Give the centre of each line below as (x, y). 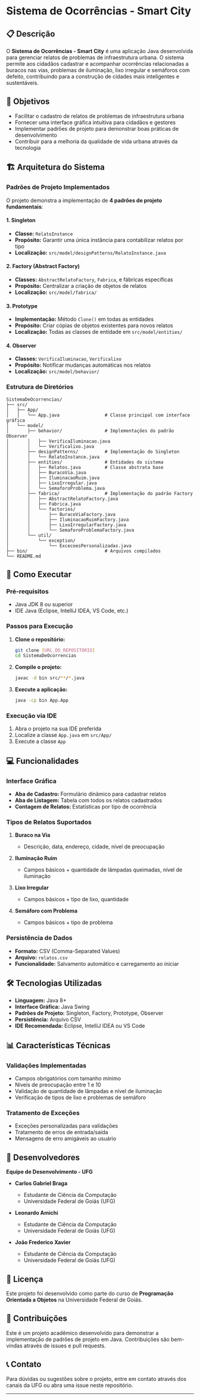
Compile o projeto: (38, 667)
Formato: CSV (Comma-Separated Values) (67, 951)
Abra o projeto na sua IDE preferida (58, 729)
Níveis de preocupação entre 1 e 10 (58, 1085)
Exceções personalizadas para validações (66, 1126)
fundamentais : (25, 207)
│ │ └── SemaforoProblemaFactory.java (70, 530)
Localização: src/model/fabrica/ (56, 292)
